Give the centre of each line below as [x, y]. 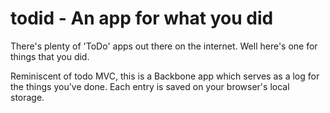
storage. [27, 97]
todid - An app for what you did [142, 18]
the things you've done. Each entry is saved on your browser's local [150, 86]
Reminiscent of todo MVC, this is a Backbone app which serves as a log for [165, 76]
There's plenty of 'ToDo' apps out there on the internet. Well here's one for [164, 46]
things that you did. [50, 56]
